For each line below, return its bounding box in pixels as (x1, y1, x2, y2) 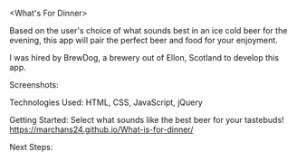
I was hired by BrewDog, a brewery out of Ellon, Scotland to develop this (9, 52, 279, 62)
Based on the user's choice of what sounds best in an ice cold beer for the (9, 25, 288, 35)
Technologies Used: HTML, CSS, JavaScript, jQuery (9, 97, 204, 108)
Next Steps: (9, 142, 53, 152)
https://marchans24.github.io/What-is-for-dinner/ (9, 124, 194, 135)
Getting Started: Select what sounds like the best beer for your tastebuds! (9, 115, 284, 125)
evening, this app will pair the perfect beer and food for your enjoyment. (9, 35, 278, 45)
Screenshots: (9, 80, 59, 90)
